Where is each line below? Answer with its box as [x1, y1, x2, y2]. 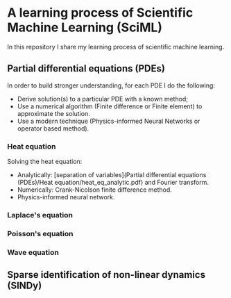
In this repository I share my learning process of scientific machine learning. [7, 42, 225, 51]
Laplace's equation [7, 210, 73, 220]
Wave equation [7, 247, 59, 257]
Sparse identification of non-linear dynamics [7, 269, 206, 281]
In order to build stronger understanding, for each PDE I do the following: [7, 81, 215, 90]
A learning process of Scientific [7, 5, 194, 21]
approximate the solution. [17, 109, 90, 117]
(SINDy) [7, 280, 42, 292]
